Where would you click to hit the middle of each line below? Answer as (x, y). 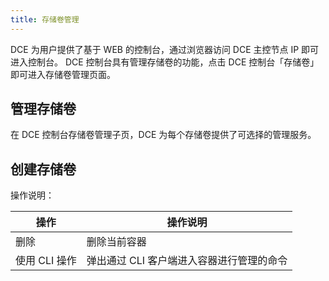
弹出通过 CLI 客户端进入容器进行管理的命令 (187, 261)
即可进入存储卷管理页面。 (63, 74)
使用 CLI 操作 (46, 261)
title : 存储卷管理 (45, 19)
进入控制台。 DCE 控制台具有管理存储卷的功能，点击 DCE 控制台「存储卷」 (165, 62)
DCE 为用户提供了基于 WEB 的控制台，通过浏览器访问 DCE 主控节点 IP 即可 (165, 49)
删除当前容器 (116, 242)
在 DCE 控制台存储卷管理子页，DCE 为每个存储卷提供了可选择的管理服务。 (163, 135)
